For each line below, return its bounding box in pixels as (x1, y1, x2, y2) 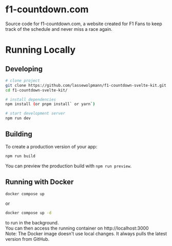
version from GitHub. (5, 236, 50, 242)
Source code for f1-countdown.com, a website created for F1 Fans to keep (5, 21, 163, 27)
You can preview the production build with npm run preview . (5, 163, 132, 169)
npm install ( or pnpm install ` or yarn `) (5, 102, 95, 107)
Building (5, 130, 32, 139)
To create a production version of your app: (5, 143, 98, 149)
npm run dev (5, 116, 31, 121)
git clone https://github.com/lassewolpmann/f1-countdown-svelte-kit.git (5, 83, 167, 88)
